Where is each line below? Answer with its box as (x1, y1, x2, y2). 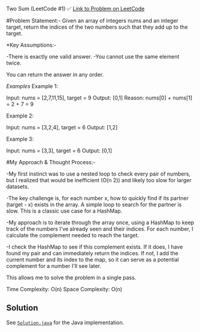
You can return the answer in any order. (6, 71, 104, 78)
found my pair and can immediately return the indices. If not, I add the (6, 250, 178, 256)
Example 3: (6, 135, 34, 143)
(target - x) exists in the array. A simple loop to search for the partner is (6, 201, 182, 208)
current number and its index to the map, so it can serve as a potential (6, 256, 180, 263)
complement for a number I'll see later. (6, 262, 102, 269)
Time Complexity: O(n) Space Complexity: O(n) (6, 286, 123, 292)
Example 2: (6, 112, 34, 119)
